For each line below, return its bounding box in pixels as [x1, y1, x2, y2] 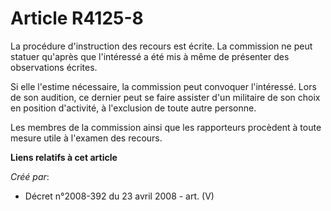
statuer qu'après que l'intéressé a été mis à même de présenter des [10, 50, 290, 62]
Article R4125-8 [10, 7, 144, 30]
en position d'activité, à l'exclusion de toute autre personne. [10, 102, 257, 114]
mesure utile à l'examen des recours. [10, 132, 163, 144]
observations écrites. [10, 61, 98, 73]
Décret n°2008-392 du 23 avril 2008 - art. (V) [24, 190, 215, 202]
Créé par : [10, 170, 50, 182]
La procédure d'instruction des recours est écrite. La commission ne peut [10, 40, 313, 52]
